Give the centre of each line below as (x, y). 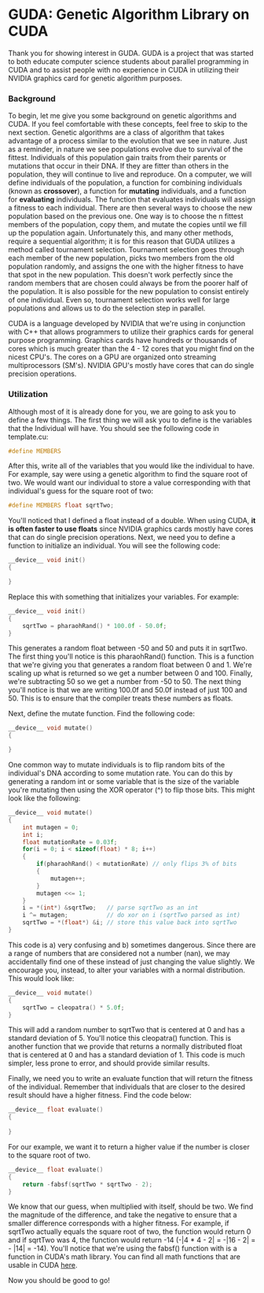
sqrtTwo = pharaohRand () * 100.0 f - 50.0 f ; (95, 626)
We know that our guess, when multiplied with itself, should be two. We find (131, 1206)
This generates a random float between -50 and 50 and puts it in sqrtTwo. (128, 648)
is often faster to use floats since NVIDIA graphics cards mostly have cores (131, 529)
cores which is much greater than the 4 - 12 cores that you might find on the (132, 349)
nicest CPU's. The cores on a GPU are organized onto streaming (112, 357)
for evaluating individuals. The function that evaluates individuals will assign (132, 199)
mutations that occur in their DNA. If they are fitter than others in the (119, 166)
